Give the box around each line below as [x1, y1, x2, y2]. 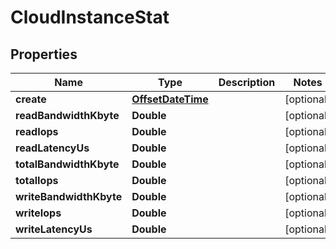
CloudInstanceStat [10, 6, 170, 29]
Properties [10, 46, 78, 63]
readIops [15, 125, 59, 138]
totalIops [15, 174, 59, 187]
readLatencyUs [15, 141, 90, 155]
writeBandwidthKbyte [15, 190, 123, 203]
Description [218, 76, 276, 89]
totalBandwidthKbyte [15, 157, 120, 171]
